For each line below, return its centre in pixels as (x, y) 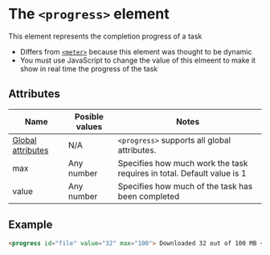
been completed (149, 196)
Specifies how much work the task (183, 163)
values (89, 127)
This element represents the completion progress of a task (105, 36)
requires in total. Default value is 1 (182, 173)
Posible (89, 116)
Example (31, 225)
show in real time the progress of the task (89, 68)
